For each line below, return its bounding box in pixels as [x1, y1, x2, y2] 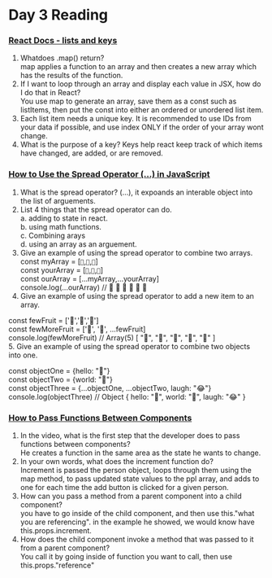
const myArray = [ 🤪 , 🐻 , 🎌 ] [19, 256, 99, 266]
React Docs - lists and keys [8, 35, 118, 46]
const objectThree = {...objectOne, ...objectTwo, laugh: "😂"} [8, 383, 212, 392]
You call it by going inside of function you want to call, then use [19, 552, 233, 562]
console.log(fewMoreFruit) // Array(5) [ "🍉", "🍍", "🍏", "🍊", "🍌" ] [8, 332, 216, 343]
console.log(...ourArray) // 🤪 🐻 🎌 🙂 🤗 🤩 [19, 282, 148, 292]
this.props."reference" [19, 560, 95, 571]
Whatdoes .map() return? [19, 53, 105, 63]
